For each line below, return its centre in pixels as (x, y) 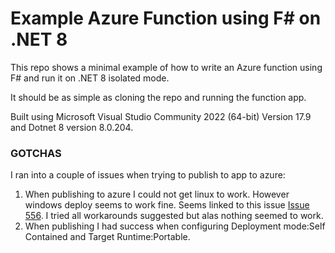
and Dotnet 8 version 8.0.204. (72, 127)
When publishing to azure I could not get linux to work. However (157, 194)
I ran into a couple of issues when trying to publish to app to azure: (148, 175)
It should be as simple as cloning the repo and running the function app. (158, 97)
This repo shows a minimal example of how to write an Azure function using (166, 67)
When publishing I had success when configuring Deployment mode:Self (175, 226)
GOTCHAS (36, 153)
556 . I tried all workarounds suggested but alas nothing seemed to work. (174, 216)
